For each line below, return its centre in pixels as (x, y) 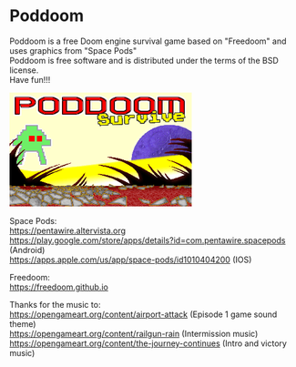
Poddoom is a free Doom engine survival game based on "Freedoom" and (148, 41)
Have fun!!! (30, 79)
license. (24, 70)
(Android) (27, 250)
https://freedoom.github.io (59, 287)
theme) (23, 323)
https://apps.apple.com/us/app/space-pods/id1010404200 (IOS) (131, 260)
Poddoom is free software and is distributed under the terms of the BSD (144, 60)
